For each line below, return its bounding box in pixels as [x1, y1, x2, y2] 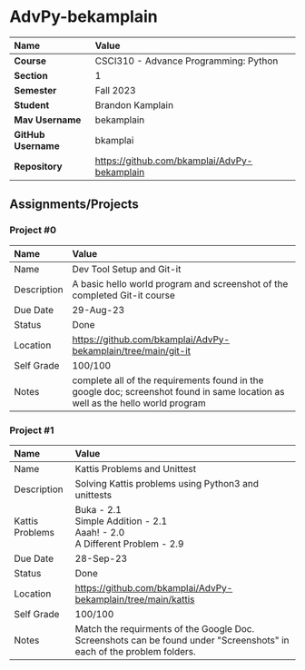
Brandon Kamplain [94, 98, 174, 111]
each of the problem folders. [74, 645, 197, 657]
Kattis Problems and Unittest [74, 462, 197, 475]
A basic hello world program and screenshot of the [72, 277, 289, 290]
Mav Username [14, 113, 82, 126]
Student [14, 98, 50, 111]
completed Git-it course [72, 289, 175, 301]
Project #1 [9, 424, 54, 437]
